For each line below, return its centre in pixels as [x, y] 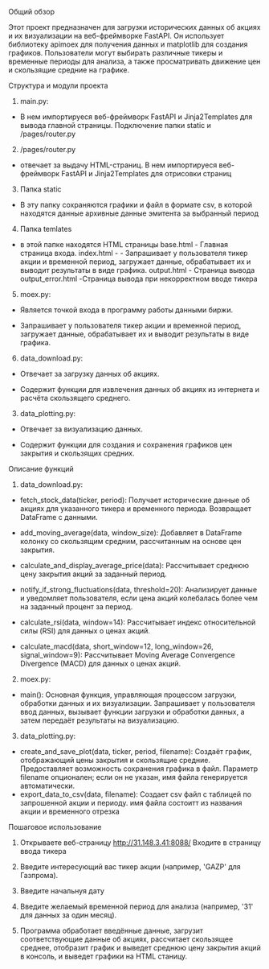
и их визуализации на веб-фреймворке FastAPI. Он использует [116, 36]
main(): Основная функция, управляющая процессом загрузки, [128, 695]
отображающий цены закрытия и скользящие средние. [115, 760]
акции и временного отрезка [70, 811]
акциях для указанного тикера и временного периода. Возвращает [135, 509]
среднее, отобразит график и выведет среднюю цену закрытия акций [140, 948]
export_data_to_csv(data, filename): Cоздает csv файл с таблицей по [135, 794]
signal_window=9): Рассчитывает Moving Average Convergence [127, 655]
